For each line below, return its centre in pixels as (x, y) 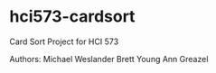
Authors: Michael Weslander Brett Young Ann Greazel (109, 59)
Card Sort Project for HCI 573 (64, 41)
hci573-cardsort (72, 17)
